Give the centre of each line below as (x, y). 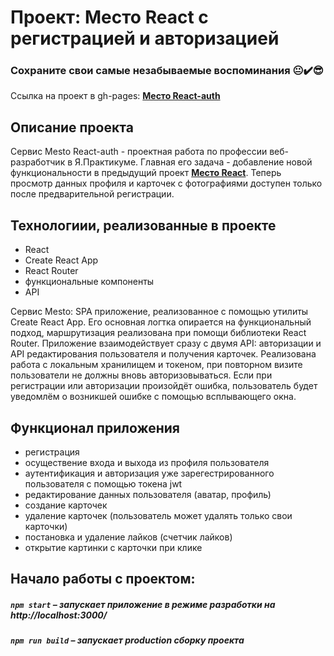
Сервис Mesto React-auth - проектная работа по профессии (139, 152)
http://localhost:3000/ (59, 615)
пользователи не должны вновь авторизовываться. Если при (141, 375)
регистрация (52, 452)
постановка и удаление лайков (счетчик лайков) (128, 537)
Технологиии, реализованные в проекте (143, 225)
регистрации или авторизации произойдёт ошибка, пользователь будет (164, 386)
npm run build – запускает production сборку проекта (127, 640)
